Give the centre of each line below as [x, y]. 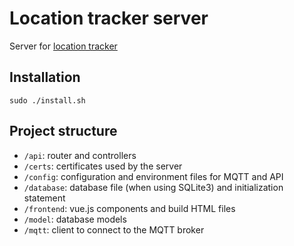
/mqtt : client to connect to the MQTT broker [114, 229]
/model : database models [75, 219]
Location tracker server [109, 18]
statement [44, 198]
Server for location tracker [63, 46]
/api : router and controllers [80, 155]
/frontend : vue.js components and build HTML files [129, 208]
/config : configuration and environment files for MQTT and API [153, 176]
